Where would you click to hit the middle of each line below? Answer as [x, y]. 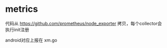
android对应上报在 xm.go [31, 40]
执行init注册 [17, 29]
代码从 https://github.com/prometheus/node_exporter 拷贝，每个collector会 [84, 23]
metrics [22, 9]
